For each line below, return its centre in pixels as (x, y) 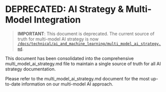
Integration (57, 20)
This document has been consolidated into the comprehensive (69, 58)
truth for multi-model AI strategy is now (58, 39)
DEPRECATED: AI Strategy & (64, 9)
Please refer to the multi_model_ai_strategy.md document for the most (77, 78)
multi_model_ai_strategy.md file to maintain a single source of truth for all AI (83, 63)
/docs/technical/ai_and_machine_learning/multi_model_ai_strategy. (89, 43)
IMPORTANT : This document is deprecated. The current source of (86, 33)
